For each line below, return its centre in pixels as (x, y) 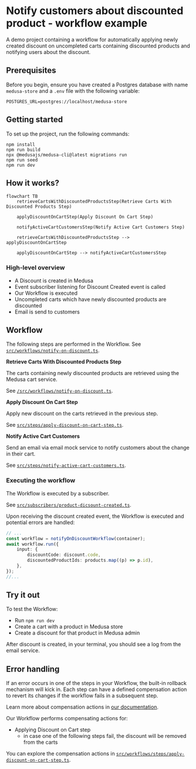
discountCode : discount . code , (64, 555)
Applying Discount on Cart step (53, 730)
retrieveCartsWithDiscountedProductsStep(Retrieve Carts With (94, 202)
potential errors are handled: (40, 522)
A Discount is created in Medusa (54, 281)
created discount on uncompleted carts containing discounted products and (98, 46)
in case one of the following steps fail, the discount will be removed (105, 736)
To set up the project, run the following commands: (68, 134)
